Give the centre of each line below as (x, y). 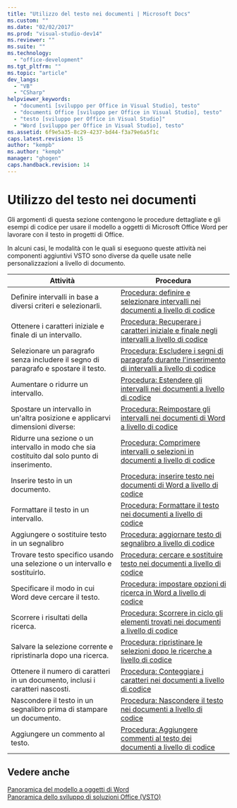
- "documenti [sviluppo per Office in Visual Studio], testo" (107, 106)
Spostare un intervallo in (51, 409)
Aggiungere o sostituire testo (59, 534)
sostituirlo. (28, 572)
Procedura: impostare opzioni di (173, 583)
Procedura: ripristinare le (162, 642)
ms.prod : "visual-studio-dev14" (55, 34)
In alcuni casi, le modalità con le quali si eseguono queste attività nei (107, 248)
